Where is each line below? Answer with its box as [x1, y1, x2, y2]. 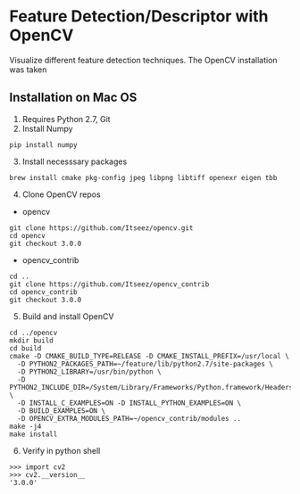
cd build [9, 343, 42, 353]
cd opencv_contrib [9, 287, 78, 296]
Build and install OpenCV [21, 310, 114, 322]
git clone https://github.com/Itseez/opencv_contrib [9, 279, 210, 289]
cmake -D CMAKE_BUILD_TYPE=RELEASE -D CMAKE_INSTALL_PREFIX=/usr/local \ [9, 351, 290, 360]
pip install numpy [9, 140, 78, 149]
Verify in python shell [21, 445, 101, 456]
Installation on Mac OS [9, 90, 137, 105]
